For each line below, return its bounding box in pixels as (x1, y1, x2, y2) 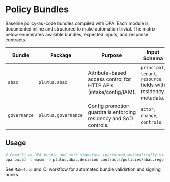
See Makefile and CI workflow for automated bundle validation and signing (5, 166, 161, 172)
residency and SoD (88, 115, 133, 122)
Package (50, 52, 72, 59)
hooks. (5, 171, 20, 177)
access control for (88, 75, 131, 82)
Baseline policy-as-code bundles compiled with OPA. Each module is (5, 20, 149, 26)
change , (141, 112, 158, 119)
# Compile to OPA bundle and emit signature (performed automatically (5, 152, 157, 157)
